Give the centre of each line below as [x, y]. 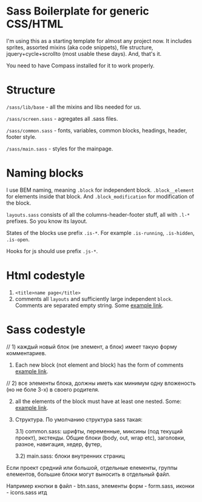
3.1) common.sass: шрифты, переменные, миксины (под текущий [99, 431]
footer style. [22, 137]
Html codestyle [46, 276]
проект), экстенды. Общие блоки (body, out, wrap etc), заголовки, [100, 438]
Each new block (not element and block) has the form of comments [99, 365]
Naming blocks [45, 173]
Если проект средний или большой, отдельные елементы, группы [92, 467]
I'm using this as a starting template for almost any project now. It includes [99, 41]
